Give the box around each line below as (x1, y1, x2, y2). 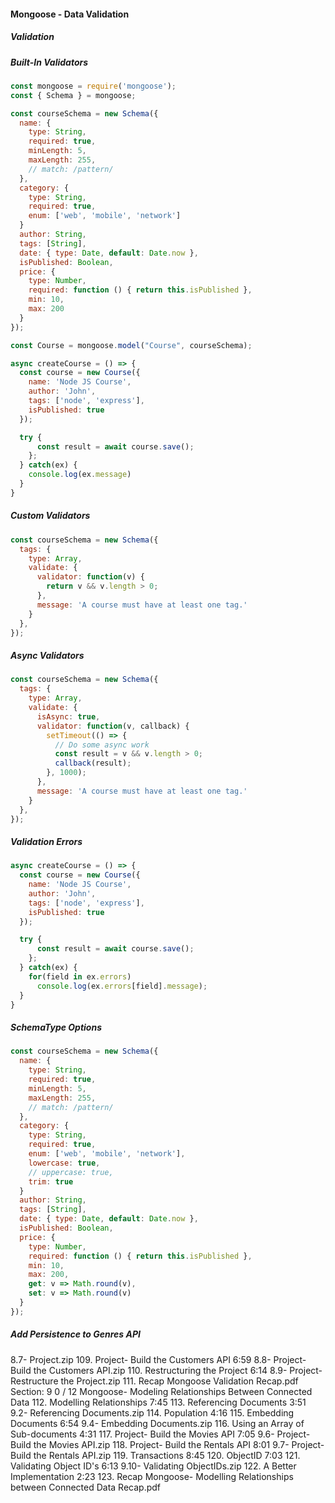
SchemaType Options (10, 1021, 102, 1034)
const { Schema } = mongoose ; (10, 90, 137, 100)
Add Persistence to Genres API (10, 1328, 141, 1340)
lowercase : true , (28, 1158, 101, 1168)
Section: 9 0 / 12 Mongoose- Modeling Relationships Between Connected (10, 1385, 313, 1397)
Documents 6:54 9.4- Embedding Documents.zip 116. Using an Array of (10, 1417, 305, 1429)
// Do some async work (54, 740, 150, 750)
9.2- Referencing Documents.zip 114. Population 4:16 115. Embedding (10, 1406, 295, 1419)
